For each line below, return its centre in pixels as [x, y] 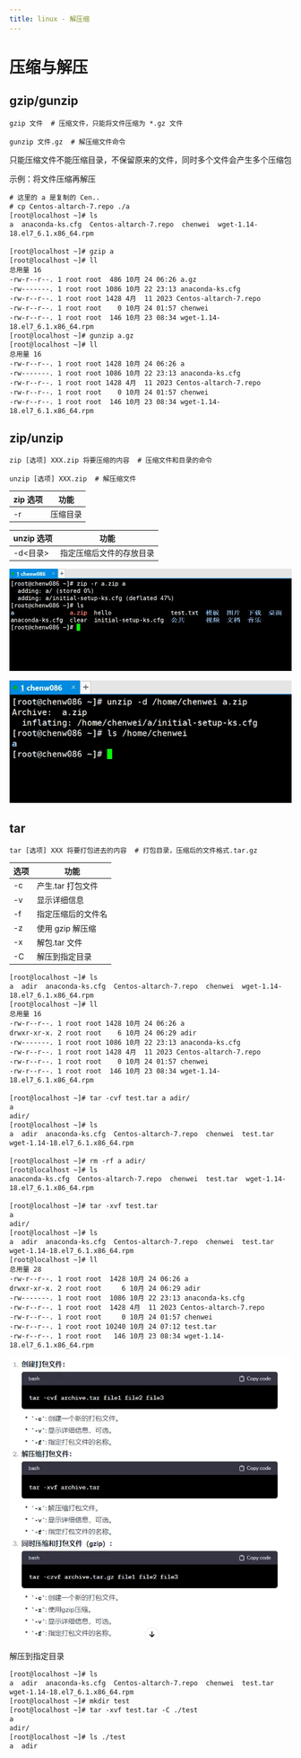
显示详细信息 [60, 900]
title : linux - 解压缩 [50, 19]
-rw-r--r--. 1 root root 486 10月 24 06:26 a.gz [103, 279]
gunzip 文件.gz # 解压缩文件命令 [68, 142]
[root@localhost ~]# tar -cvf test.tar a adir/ [100, 1098]
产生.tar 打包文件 [68, 886]
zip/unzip [37, 439]
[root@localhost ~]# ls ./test [68, 1737]
